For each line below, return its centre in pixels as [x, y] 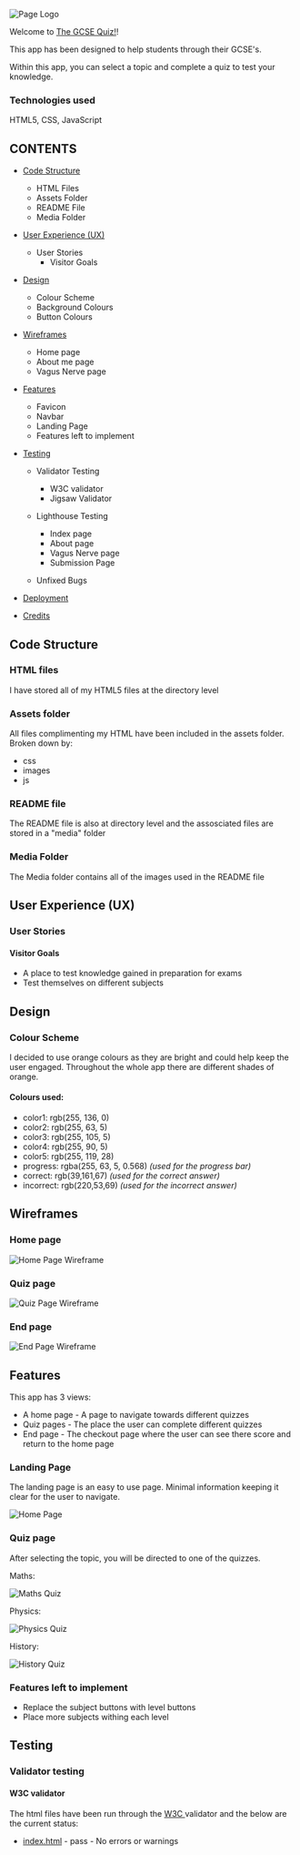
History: [24, 1646]
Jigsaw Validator [81, 499]
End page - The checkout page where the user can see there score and [156, 1434]
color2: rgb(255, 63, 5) [65, 1127]
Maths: [22, 1575]
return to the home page [68, 1444]
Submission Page [82, 563]
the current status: [44, 1823]
